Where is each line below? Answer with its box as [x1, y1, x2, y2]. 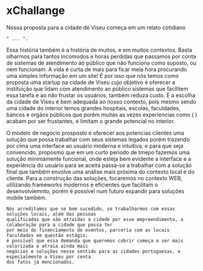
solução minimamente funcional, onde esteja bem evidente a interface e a [6, 155, 191, 162]
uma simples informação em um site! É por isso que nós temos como [6, 72, 179, 79]
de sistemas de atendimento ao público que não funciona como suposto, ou [6, 59, 196, 66]
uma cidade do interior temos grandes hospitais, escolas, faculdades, [6, 104, 181, 111]
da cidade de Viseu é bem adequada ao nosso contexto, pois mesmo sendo [6, 98, 196, 105]
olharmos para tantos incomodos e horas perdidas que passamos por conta [6, 52, 196, 60]
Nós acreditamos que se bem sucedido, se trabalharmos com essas [6, 205, 175, 212]
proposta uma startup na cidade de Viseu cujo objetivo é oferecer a [6, 79, 176, 86]
